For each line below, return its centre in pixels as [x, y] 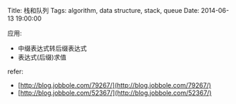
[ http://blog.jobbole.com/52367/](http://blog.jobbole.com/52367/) [114, 93]
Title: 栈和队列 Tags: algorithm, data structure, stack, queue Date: [103, 10]
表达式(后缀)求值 [42, 57]
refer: [15, 71]
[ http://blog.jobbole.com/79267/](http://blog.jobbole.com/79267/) [114, 85]
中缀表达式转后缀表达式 [52, 48]
